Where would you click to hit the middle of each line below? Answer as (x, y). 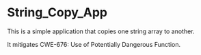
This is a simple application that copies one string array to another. (101, 31)
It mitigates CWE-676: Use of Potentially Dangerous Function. (94, 44)
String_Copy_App (57, 13)
